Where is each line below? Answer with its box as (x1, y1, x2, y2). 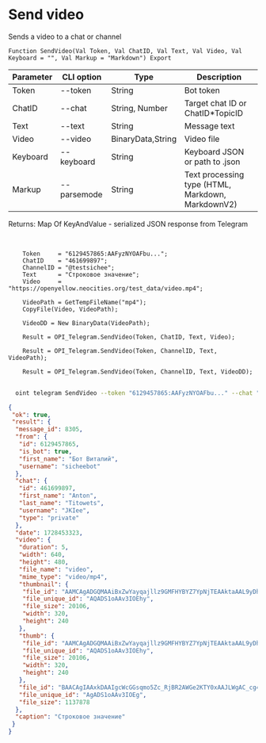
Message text (184, 121, 235, 132)
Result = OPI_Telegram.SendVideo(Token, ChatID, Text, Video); (22, 333, 236, 341)
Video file (184, 133, 220, 144)
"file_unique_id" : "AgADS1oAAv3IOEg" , (18, 691, 147, 699)
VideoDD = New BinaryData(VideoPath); (22, 319, 150, 327)
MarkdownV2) (184, 198, 237, 209)
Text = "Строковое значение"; (22, 270, 140, 278)
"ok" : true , (11, 411, 51, 419)
